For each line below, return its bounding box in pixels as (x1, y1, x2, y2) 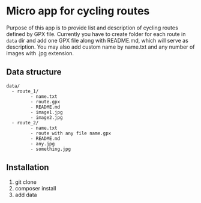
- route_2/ (11, 120, 39, 126)
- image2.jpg (30, 114, 63, 121)
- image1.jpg (30, 109, 63, 115)
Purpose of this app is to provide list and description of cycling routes (6, 24, 178, 31)
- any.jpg (30, 141, 55, 147)
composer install (14, 184, 56, 192)
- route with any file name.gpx (30, 130, 112, 136)
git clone (14, 178, 37, 186)
